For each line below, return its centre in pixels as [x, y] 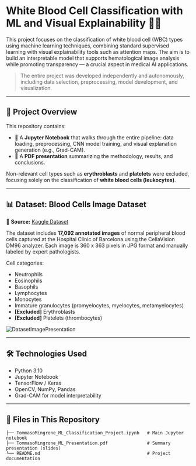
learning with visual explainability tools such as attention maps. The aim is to [98, 52]
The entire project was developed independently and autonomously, [102, 76]
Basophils [26, 287]
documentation [23, 459]
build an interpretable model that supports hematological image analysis [93, 58]
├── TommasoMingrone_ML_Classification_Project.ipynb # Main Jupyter [95, 433]
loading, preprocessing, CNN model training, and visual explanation [95, 143]
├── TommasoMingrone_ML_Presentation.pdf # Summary [88, 443]
